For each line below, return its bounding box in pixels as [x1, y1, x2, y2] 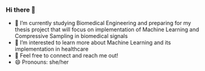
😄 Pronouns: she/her [14, 58, 69, 66]
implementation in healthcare [14, 45, 89, 53]
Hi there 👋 [6, 6, 36, 14]
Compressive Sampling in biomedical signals [14, 32, 128, 40]
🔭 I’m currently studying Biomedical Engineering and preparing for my [14, 20, 191, 27]
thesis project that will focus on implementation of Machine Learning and [14, 26, 199, 33]
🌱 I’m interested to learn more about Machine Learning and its [14, 39, 171, 47]
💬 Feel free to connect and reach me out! [14, 52, 118, 59]
